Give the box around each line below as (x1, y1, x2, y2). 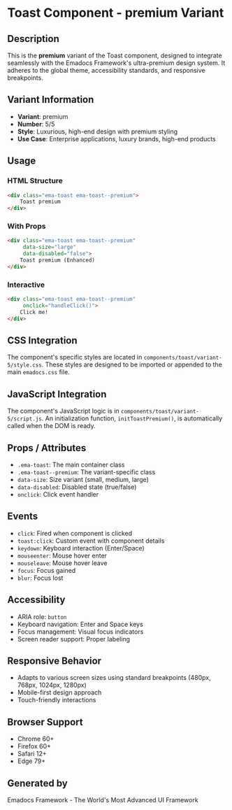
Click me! (20, 308, 49, 315)
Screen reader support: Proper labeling (17, 634, 131, 643)
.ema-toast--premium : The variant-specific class (17, 468, 156, 476)
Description (7, 33, 59, 45)
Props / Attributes (7, 442, 87, 454)
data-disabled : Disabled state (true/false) (17, 483, 137, 491)
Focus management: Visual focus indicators (17, 627, 144, 636)
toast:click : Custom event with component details (17, 537, 165, 545)
